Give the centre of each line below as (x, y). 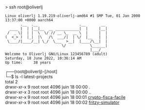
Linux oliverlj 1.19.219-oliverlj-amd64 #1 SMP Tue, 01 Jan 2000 (72, 16)
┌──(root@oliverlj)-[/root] (31, 71)
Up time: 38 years (28, 63)
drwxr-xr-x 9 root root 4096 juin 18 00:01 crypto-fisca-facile (65, 97)
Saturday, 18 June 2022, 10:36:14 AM (43, 58)
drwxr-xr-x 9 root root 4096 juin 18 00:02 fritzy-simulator (62, 102)
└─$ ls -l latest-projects (29, 77)
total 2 (11, 82)
